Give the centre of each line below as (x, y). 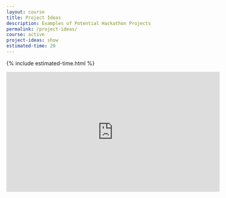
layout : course (26, 12)
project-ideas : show (33, 40)
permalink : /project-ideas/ (42, 29)
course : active (26, 35)
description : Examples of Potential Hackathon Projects (79, 23)
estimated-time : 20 (31, 46)
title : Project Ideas (34, 18)
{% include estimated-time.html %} (51, 63)
